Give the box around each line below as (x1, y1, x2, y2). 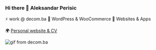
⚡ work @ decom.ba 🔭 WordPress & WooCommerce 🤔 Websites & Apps (5, 16, 151, 22)
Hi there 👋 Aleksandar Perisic (5, 4, 77, 11)
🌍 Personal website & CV (5, 28, 57, 34)
